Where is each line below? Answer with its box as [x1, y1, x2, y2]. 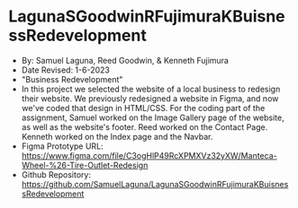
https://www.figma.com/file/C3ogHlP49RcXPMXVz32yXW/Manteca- [21, 150, 277, 160]
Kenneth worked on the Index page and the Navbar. [21, 131, 213, 142]
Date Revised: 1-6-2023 [21, 65, 110, 75]
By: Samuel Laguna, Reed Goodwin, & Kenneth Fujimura [21, 55, 229, 65]
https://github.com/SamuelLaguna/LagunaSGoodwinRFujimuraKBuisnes [21, 178, 289, 189]
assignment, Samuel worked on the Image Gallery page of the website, [21, 112, 284, 123]
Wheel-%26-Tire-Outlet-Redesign [21, 160, 149, 170]
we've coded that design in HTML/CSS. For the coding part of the [21, 102, 266, 113]
